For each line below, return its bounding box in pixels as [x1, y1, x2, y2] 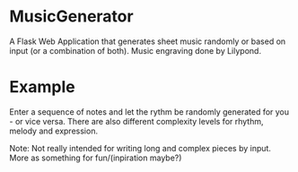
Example [9, 77, 75, 98]
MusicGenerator [9, 6, 134, 27]
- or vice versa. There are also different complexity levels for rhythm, [9, 116, 264, 126]
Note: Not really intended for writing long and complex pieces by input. [9, 142, 272, 153]
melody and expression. [9, 125, 99, 136]
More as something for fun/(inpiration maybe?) [9, 152, 182, 163]
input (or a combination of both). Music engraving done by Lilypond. [9, 45, 262, 56]
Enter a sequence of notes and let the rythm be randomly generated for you [9, 106, 290, 117]
